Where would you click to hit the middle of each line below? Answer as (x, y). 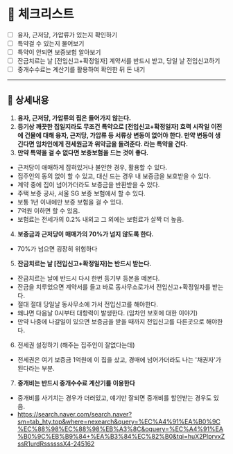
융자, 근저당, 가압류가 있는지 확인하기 (67, 35)
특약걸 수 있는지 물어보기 (51, 43)
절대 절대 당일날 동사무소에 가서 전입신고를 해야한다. (87, 304)
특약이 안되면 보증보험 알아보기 (59, 52)
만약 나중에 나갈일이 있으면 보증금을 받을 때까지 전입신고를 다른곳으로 (111, 322)
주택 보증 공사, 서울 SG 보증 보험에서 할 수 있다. (81, 193)
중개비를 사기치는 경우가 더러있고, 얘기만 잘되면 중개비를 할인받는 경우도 (114, 398)
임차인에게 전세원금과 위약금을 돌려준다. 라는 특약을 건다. (112, 144)
